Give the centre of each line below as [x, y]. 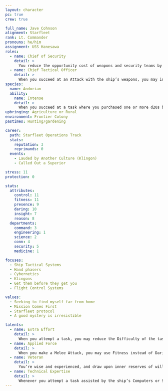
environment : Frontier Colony [37, 117]
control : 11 [26, 195]
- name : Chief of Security [38, 56]
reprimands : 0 [29, 149]
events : [18, 154]
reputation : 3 [29, 144]
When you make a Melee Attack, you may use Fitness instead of [86, 353]
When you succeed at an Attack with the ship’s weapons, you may [88, 80]
